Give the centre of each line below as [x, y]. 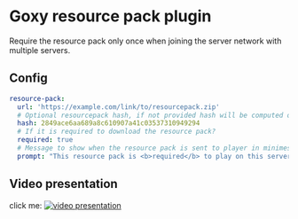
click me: [26, 205]
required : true [45, 140]
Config [28, 78]
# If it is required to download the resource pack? [117, 132]
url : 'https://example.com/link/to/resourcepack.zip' [118, 107]
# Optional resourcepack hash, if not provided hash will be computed [150, 115]
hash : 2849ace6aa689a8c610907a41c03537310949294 [109, 123]
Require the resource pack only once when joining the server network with [145, 41]
